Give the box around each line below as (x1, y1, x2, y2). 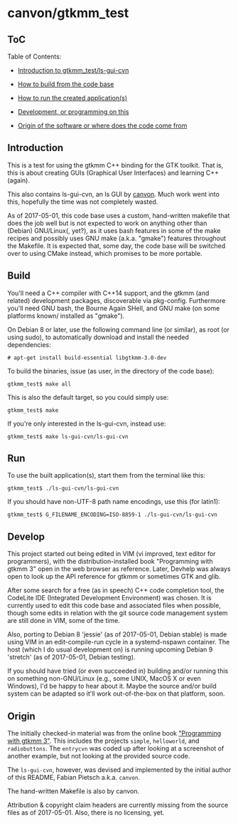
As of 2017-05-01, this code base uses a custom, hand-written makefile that (7, 211, 230, 220)
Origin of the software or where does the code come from (17, 121, 188, 130)
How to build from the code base (17, 80, 114, 88)
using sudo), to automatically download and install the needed (7, 333, 190, 341)
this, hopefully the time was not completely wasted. (7, 197, 158, 206)
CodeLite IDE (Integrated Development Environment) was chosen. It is (7, 594, 212, 602)
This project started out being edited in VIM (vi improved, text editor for (7, 550, 216, 558)
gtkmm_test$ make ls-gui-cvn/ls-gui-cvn (7, 433, 129, 440)
